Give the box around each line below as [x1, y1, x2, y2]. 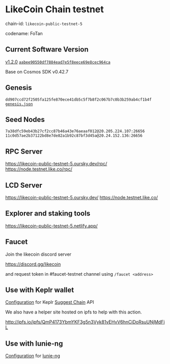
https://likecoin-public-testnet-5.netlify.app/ [5, 223, 98, 229]
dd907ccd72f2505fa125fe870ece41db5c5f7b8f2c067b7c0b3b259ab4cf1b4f [5, 97, 152, 102]
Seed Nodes [5, 115, 45, 124]
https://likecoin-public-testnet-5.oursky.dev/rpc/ [5, 161, 107, 167]
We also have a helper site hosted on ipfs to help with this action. [5, 309, 142, 315]
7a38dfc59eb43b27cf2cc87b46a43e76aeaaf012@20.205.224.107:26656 [5, 129, 145, 134]
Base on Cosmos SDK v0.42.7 [5, 68, 69, 75]
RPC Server [5, 147, 43, 156]
